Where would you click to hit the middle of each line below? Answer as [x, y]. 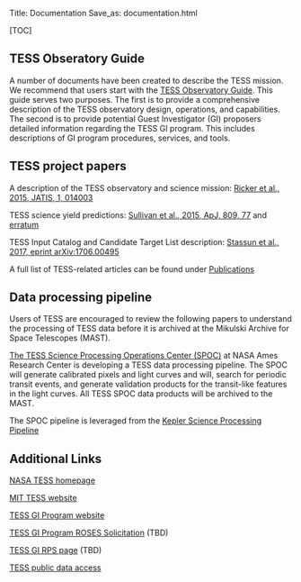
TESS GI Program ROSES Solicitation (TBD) [89, 533]
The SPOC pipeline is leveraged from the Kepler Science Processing [136, 421]
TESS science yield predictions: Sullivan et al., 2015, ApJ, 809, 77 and [138, 214]
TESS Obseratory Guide [77, 59]
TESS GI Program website [57, 515]
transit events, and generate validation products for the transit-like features [148, 384]
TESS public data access [55, 568]
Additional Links [56, 459]
